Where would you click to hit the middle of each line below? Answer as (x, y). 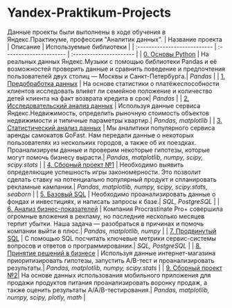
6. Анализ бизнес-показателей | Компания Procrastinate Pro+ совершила (115, 209)
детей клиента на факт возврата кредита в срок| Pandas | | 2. (98, 98)
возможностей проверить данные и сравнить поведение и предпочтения (116, 69)
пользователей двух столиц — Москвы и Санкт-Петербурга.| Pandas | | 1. (116, 76)
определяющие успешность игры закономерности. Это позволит (104, 172)
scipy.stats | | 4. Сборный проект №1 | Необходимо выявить (96, 164)
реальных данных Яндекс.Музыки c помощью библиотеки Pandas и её (112, 61)
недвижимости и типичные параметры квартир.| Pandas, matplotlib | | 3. (115, 120)
